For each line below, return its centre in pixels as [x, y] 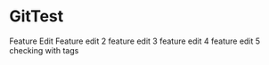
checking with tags [44, 50]
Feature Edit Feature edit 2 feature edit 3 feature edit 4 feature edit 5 [135, 41]
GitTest [37, 16]
